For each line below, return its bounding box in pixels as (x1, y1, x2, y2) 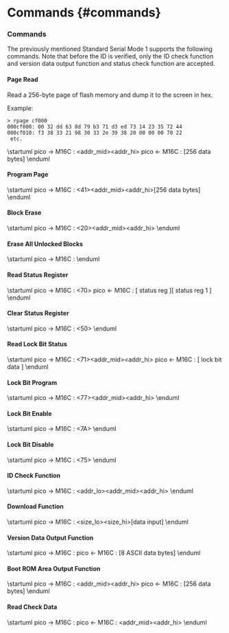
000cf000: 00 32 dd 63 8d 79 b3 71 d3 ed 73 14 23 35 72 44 (7, 123, 183, 130)
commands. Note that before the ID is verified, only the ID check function (7, 52, 214, 60)
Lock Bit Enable (7, 409, 52, 417)
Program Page (7, 170, 49, 179)
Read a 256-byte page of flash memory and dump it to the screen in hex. (7, 91, 213, 99)
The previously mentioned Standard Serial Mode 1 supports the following (7, 45, 213, 53)
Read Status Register (7, 270, 69, 279)
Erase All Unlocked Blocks (7, 239, 84, 248)
